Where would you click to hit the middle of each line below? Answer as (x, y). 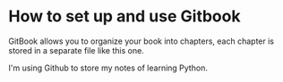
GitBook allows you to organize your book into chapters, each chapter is (141, 41)
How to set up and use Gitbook (124, 16)
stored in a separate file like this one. (76, 50)
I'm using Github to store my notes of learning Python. (108, 68)
